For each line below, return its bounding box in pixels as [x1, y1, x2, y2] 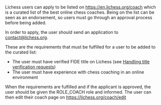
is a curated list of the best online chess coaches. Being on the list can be [5, 9, 155, 15]
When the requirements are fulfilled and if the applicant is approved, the [5, 84, 151, 90]
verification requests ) [12, 64, 56, 70]
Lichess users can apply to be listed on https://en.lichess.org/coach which [5, 4, 156, 10]
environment [12, 75, 38, 80]
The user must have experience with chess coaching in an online [12, 69, 144, 75]
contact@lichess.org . [5, 34, 48, 40]
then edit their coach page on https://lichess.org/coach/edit [5, 94, 127, 100]
